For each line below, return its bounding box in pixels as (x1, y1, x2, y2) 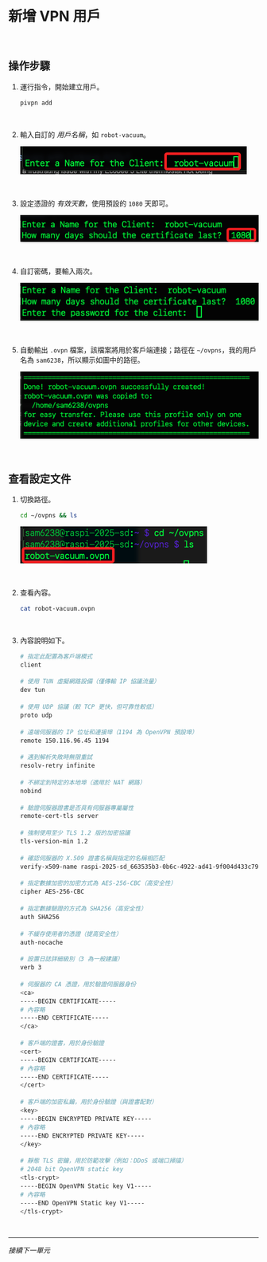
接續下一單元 (8, 1245, 50, 1256)
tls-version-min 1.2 (19, 838, 88, 846)
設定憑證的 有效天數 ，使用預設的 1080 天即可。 (19, 199, 173, 208)
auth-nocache (19, 938, 64, 946)
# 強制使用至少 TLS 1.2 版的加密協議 (19, 829, 131, 837)
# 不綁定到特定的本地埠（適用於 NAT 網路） (19, 778, 146, 786)
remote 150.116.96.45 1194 (19, 737, 110, 745)
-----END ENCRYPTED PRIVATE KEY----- (19, 1131, 145, 1140)
